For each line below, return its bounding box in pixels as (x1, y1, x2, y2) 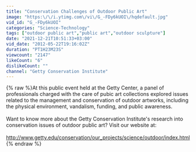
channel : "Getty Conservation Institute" (6, 68, 108, 74)
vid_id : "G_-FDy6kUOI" (6, 19, 61, 25)
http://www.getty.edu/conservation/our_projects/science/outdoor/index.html (6, 134, 190, 141)
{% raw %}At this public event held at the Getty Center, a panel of (6, 84, 164, 91)
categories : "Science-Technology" (6, 25, 90, 31)
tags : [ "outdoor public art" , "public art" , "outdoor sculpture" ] (6, 30, 166, 36)
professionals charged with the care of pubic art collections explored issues (6, 91, 188, 98)
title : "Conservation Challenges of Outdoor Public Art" (6, 8, 148, 15)
